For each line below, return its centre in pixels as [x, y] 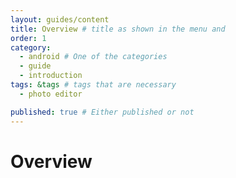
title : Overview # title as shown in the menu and [118, 29]
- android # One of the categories [93, 57]
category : [31, 47]
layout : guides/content [60, 19]
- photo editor [51, 94]
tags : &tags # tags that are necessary [93, 85]
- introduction [51, 76]
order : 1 [28, 38]
